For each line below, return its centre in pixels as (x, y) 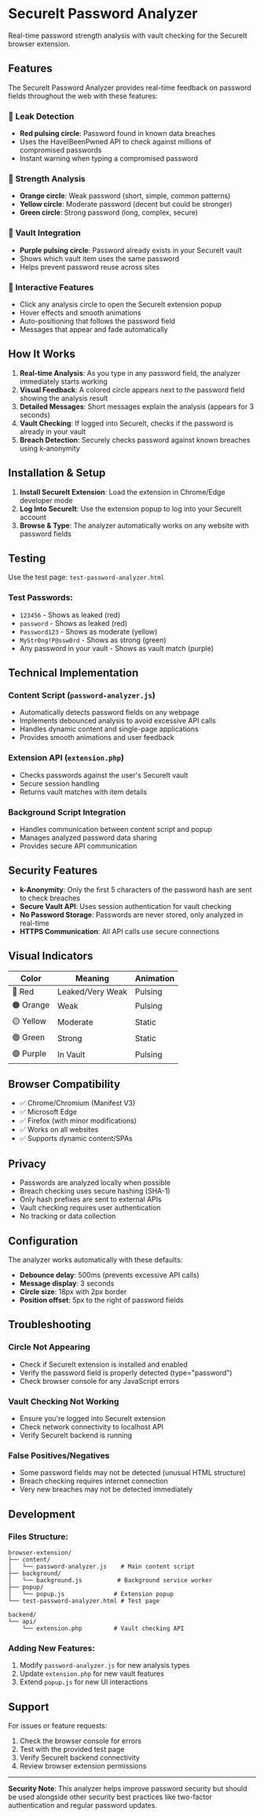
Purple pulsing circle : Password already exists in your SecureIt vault (130, 250)
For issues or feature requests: (58, 1726)
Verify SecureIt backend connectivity (79, 1757)
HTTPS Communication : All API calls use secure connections (119, 931)
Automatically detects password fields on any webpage (109, 712)
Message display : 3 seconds (67, 1283)
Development (42, 1514)
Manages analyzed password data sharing (88, 837)
